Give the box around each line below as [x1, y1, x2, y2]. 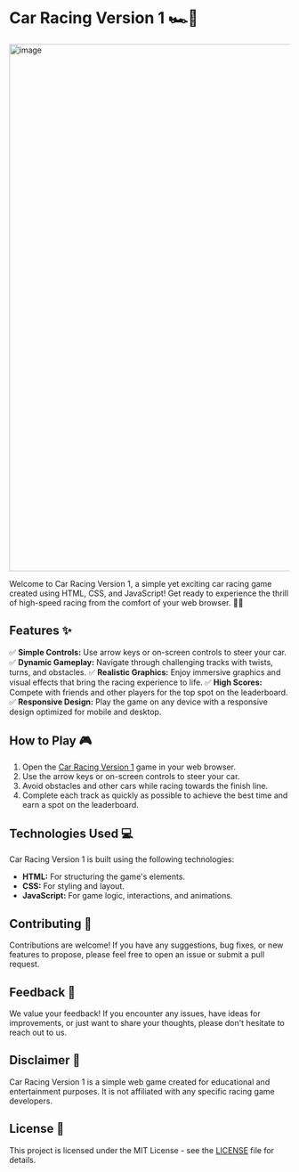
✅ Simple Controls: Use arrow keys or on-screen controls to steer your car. [9, 647, 287, 657]
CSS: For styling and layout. [21, 881, 125, 891]
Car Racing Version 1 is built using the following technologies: [9, 854, 235, 865]
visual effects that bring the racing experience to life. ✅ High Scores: [9, 677, 263, 688]
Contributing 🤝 [9, 916, 93, 932]
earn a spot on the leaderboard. [21, 799, 140, 810]
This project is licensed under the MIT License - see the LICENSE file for [9, 1144, 274, 1155]
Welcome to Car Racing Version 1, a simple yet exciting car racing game [9, 578, 272, 589]
